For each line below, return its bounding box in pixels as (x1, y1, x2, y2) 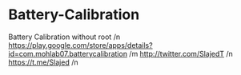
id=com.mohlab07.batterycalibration (8, 49, 128, 58)
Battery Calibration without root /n (8, 32, 121, 41)
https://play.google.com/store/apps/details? (8, 40, 154, 49)
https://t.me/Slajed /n (8, 57, 78, 67)
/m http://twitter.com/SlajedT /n (129, 49, 234, 58)
